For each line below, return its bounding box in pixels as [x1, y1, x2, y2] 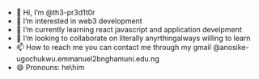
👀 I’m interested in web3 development [15, 16, 143, 26]
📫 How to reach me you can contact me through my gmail [15, 43, 212, 52]
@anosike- [213, 43, 249, 52]
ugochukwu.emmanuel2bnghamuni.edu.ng [15, 54, 159, 64]
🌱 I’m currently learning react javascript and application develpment [15, 25, 242, 34]
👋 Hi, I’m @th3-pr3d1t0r [15, 8, 96, 17]
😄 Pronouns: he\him [15, 63, 85, 72]
